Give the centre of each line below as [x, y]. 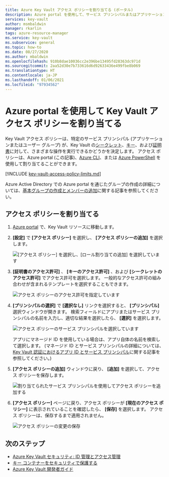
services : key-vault [27, 19]
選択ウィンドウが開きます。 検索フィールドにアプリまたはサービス [81, 312]
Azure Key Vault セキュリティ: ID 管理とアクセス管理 [66, 457]
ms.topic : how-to [23, 47]
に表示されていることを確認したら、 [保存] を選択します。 [89, 409]
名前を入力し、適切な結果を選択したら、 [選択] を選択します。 [99, 318]
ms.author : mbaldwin [27, 57]
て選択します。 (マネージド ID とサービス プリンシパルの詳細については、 [88, 346]
